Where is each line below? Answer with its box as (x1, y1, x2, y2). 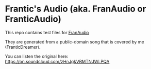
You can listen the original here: (5, 53, 68, 59)
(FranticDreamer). (5, 44, 41, 50)
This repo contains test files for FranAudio (5, 29, 89, 35)
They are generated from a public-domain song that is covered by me (5, 39, 145, 44)
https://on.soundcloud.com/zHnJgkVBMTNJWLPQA (5, 58, 110, 64)
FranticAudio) (5, 14, 62, 25)
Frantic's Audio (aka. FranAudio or (5, 3, 147, 14)
